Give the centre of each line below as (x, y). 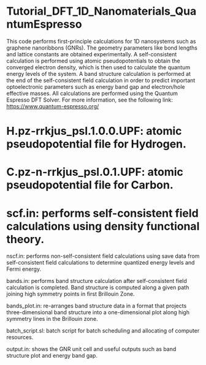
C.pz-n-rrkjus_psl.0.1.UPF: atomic (95, 172)
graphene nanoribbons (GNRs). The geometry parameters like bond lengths (102, 48)
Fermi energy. (24, 269)
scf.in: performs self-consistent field (103, 213)
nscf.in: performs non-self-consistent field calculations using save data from (103, 256)
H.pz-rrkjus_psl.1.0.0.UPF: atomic (94, 131)
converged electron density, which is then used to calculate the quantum (98, 67)
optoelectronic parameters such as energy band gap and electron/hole (96, 86)
